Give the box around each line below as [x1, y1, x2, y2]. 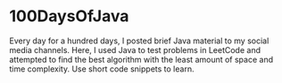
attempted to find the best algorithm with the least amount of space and [9, 54, 274, 64]
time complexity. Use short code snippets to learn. [9, 64, 195, 74]
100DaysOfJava [9, 6, 129, 26]
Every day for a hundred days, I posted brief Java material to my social [9, 35, 270, 46]
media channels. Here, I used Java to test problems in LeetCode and [9, 44, 261, 55]
